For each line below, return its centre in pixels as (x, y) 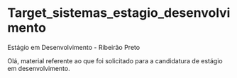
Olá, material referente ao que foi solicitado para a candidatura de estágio (115, 60)
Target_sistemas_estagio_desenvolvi (119, 13)
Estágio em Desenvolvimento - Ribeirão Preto (74, 47)
